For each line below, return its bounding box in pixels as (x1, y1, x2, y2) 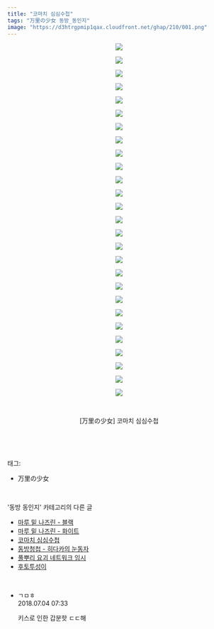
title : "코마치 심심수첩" (7, 10, 74, 18)
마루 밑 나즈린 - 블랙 (17, 518, 74, 527)
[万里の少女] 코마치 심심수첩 (79, 416, 159, 425)
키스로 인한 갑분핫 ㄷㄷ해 (17, 614, 86, 623)
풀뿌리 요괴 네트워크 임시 (17, 554, 86, 562)
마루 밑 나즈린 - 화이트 (17, 527, 79, 535)
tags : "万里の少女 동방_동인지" (7, 17, 90, 24)
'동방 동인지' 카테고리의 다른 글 (7, 503, 93, 511)
